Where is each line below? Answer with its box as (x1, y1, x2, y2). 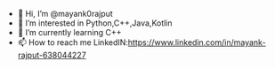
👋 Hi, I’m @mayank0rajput (17, 9, 113, 19)
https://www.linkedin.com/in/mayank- (127, 37, 266, 48)
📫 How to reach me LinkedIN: (17, 37, 129, 48)
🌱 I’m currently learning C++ (17, 27, 122, 37)
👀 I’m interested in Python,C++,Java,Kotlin (17, 18, 173, 28)
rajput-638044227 (17, 50, 86, 60)
